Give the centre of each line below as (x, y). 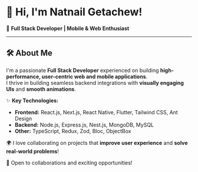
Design (23, 118)
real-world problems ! (32, 151)
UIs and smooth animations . (41, 89)
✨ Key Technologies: (32, 100)
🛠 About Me (29, 53)
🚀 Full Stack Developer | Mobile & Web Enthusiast (68, 28)
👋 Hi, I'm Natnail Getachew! (74, 12)
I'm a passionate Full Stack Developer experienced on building (82, 70)
